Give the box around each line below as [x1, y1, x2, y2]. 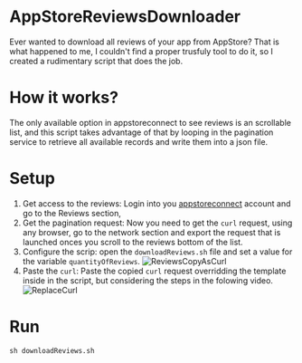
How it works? [9, 88, 119, 108]
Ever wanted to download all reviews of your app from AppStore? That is [9, 36, 280, 47]
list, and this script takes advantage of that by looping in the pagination [9, 127, 274, 138]
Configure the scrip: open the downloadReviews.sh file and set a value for [22, 246, 293, 257]
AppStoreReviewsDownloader [9, 6, 241, 27]
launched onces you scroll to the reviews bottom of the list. [22, 236, 243, 247]
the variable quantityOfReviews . [22, 255, 140, 266]
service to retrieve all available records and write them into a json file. [9, 136, 269, 147]
